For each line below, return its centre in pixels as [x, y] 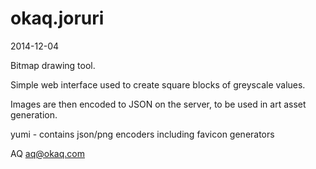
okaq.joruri [57, 18]
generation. [34, 114]
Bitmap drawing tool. [53, 65]
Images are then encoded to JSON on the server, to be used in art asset [158, 104]
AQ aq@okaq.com [47, 153]
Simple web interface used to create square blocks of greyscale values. [158, 84]
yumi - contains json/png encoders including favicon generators [142, 134]
